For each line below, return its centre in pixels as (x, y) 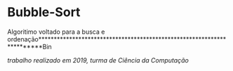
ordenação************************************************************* (117, 39)
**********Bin (30, 46)
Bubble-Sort (44, 12)
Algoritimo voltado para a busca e (56, 32)
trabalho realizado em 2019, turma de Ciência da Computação (98, 60)
